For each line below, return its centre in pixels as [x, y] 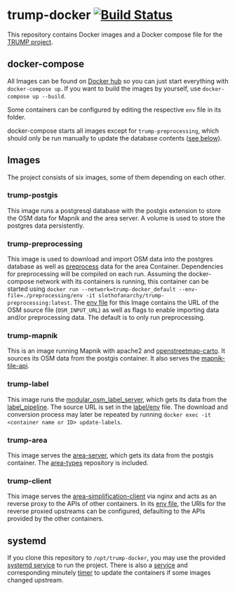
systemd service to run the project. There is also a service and [98, 565]
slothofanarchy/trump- [131, 296]
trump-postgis [33, 195]
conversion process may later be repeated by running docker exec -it [109, 414]
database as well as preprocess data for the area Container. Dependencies [115, 266]
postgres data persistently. [46, 226]
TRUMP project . [31, 41]
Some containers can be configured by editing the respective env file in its [114, 110]
